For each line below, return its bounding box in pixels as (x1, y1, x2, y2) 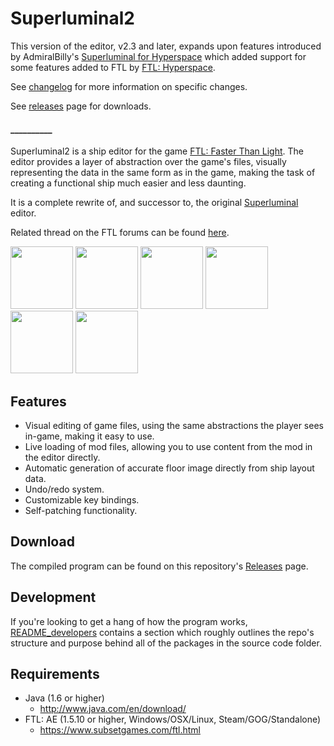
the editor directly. (24, 451, 101, 463)
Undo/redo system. (24, 483, 105, 495)
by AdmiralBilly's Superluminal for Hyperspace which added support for (10, 50, 307, 62)
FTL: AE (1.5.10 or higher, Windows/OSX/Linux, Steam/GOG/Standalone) (24, 713, 322, 726)
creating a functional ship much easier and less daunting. (10, 177, 247, 189)
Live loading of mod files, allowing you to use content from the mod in (24, 440, 313, 452)
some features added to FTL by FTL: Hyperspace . (10, 61, 216, 73)
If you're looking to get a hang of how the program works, (10, 615, 248, 627)
